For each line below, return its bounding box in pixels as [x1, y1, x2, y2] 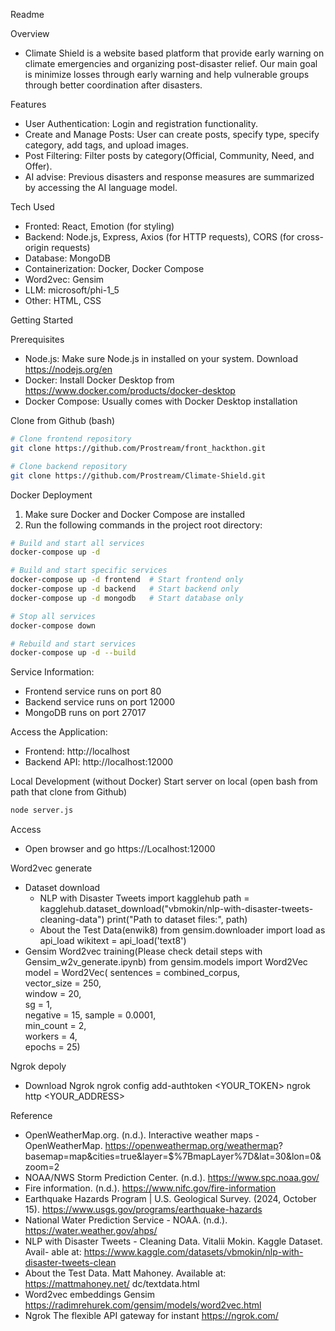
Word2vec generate [10, 862, 93, 874]
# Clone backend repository [10, 461, 128, 471]
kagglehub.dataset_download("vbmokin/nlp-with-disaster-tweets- [39, 903, 314, 915]
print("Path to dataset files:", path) [106, 914, 248, 926]
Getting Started [10, 314, 74, 326]
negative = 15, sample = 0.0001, [24, 1009, 157, 1021]
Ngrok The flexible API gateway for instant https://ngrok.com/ [24, 1310, 279, 1322]
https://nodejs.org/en [24, 364, 113, 375]
